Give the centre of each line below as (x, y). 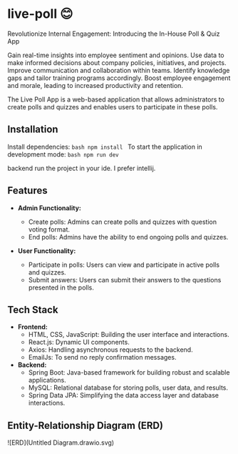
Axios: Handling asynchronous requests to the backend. (111, 350)
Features (27, 191)
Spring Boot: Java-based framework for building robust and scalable (129, 372)
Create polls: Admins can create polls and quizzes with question (123, 222)
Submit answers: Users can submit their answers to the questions (125, 280)
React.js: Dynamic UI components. (79, 342)
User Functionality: (47, 251)
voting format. (49, 229)
